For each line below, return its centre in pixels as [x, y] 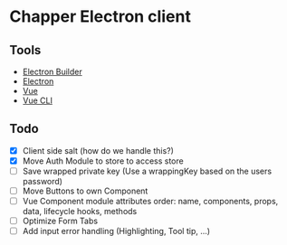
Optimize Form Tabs [60, 221]
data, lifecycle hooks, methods [80, 212]
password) [43, 181]
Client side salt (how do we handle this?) [98, 150]
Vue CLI [37, 100]
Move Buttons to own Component [85, 191]
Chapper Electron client [100, 17]
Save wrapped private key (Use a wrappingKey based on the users [147, 171]
